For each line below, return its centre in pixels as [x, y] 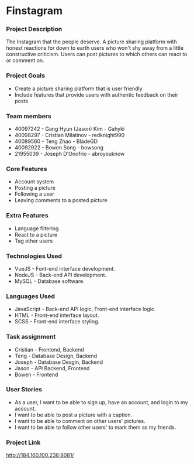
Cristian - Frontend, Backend [49, 349]
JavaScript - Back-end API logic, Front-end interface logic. [85, 309]
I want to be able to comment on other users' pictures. [80, 421]
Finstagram [34, 11]
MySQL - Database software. [49, 281]
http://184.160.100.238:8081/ [40, 455]
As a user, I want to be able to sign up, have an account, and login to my [101, 402]
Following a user [34, 194]
